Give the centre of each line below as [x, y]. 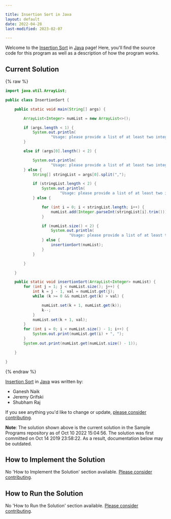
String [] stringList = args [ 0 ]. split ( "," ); [79, 175]
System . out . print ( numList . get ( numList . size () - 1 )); [81, 343]
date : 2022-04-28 [24, 24]
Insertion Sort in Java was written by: [44, 381]
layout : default [22, 19]
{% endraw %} [21, 372]
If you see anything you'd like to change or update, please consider [76, 412]
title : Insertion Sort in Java [38, 14]
